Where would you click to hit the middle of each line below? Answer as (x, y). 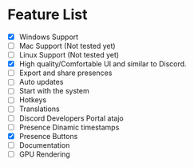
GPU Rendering (45, 154)
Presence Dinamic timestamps (69, 127)
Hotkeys (33, 100)
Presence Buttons (48, 136)
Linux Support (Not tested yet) (69, 55)
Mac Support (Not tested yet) (67, 46)
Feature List (48, 15)
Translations (40, 109)
